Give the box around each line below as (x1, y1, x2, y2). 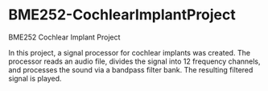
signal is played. (8, 73, 62, 83)
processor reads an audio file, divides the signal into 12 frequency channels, (8, 56, 261, 66)
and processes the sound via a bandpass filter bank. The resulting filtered (8, 64, 254, 74)
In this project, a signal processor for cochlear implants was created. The (8, 48, 251, 57)
